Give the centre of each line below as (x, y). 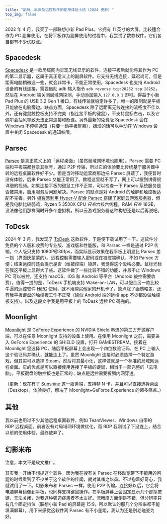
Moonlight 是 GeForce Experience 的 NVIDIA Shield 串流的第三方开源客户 (80, 330)
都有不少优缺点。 (27, 42)
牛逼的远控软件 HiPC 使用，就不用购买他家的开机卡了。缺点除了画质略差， (81, 288)
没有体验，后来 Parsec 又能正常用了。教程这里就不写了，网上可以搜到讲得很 (83, 179)
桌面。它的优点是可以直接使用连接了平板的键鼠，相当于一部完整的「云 (81, 367)
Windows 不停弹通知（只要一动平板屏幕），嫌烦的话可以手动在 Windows (79, 126)
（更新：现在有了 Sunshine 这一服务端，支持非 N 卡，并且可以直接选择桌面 (82, 384)
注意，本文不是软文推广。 (31, 462)
